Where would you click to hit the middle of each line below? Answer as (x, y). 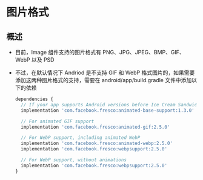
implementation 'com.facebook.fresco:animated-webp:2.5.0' (97, 143)
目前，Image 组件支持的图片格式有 (58, 52)
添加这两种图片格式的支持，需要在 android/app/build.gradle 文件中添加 (103, 80)
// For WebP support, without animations (74, 160)
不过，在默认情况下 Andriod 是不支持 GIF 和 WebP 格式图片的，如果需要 (105, 72)
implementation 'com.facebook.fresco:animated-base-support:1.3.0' (108, 110)
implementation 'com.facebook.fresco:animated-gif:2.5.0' (95, 127)
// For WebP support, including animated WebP (81, 138)
